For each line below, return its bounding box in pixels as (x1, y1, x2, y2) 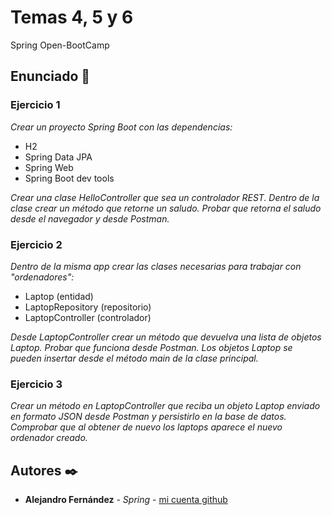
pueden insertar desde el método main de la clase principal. (10, 352, 259, 364)
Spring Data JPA (24, 151, 93, 163)
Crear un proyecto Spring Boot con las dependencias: (10, 121, 233, 133)
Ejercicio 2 (10, 237, 63, 251)
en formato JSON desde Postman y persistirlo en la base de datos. (10, 411, 287, 423)
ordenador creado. (10, 432, 88, 444)
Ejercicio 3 (10, 377, 63, 391)
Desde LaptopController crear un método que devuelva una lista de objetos (10, 331, 322, 343)
